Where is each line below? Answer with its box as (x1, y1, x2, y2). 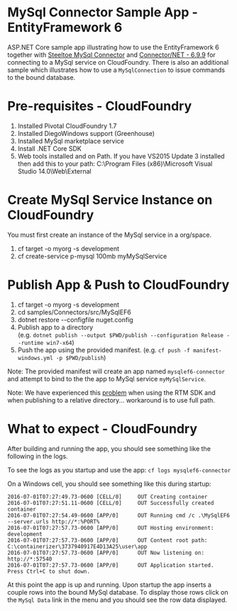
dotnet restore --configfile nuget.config (17, 315, 133, 324)
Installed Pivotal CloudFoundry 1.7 (17, 122, 117, 130)
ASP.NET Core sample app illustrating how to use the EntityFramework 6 (7, 43, 219, 51)
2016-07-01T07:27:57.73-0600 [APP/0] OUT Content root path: (7, 536, 208, 544)
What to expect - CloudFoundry (7, 420, 197, 437)
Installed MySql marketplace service (17, 137, 124, 145)
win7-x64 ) (46, 338, 75, 346)
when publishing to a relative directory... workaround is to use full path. (7, 395, 215, 404)
